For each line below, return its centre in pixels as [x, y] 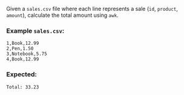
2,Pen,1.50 [20, 49]
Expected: [22, 74]
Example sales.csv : [35, 31]
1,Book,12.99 [23, 44]
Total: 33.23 [23, 87]
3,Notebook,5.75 [27, 54]
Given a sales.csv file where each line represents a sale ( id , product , [92, 9]
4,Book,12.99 [23, 59]
